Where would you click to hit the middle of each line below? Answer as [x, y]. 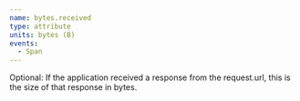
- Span [30, 52]
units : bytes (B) [42, 35]
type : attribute [40, 26]
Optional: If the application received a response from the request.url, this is [150, 77]
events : [24, 43]
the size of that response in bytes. [73, 87]
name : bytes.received [51, 18]
